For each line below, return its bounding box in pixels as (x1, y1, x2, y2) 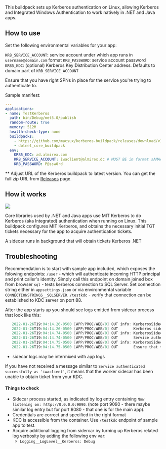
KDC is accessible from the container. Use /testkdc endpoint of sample (12, 417, 158, 423)
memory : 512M (9, 125, 37, 130)
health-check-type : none (9, 129, 61, 134)
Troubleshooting (5, 252, 58, 261)
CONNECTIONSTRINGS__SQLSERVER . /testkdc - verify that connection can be (5, 292, 152, 298)
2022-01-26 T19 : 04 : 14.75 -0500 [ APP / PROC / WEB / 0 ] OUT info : (11, 340, 132, 345)
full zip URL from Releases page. (5, 176, 72, 182)
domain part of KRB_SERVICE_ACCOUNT (5, 67, 79, 73)
